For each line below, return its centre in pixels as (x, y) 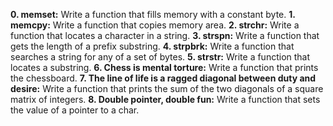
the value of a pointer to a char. (75, 110)
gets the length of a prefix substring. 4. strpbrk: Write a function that (152, 46)
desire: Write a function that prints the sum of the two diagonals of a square (167, 88)
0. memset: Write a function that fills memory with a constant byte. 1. (153, 14)
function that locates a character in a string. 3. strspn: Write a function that (165, 35)
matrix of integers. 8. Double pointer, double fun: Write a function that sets (165, 99)
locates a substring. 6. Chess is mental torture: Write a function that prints (164, 67)
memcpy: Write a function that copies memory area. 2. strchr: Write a (155, 25)
